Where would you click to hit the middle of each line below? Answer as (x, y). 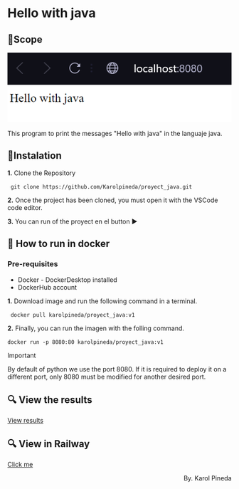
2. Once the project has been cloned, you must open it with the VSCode (113, 200)
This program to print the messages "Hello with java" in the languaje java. (115, 134)
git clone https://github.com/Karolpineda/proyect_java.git (101, 186)
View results (26, 421)
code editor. (25, 207)
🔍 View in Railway (49, 444)
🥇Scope (25, 40)
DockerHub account (47, 287)
